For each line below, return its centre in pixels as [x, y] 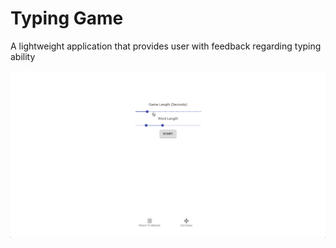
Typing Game [67, 18]
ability [23, 56]
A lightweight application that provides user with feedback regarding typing [166, 46]
